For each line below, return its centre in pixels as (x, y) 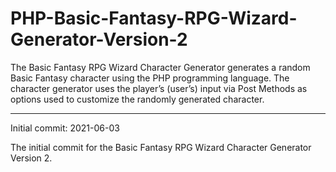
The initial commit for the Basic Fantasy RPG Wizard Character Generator (161, 147)
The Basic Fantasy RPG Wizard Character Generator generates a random (160, 67)
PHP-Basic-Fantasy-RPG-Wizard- (154, 18)
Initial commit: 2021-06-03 (65, 128)
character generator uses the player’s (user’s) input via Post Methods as (159, 88)
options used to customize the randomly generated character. (137, 99)
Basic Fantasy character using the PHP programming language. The (150, 78)
